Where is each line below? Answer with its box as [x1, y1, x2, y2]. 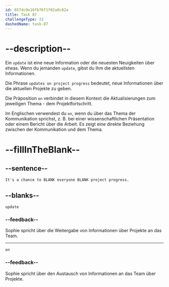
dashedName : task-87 [5, 21, 49, 27]
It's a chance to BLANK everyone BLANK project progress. [5, 177, 129, 183]
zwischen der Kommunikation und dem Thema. [5, 126, 103, 132]
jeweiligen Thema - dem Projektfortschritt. [5, 101, 93, 107]
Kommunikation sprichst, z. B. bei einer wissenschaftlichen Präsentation [5, 116, 155, 122]
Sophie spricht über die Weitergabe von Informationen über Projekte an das [5, 228, 162, 234]
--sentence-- [5, 164, 48, 173]
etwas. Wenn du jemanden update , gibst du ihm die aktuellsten [5, 65, 135, 71]
